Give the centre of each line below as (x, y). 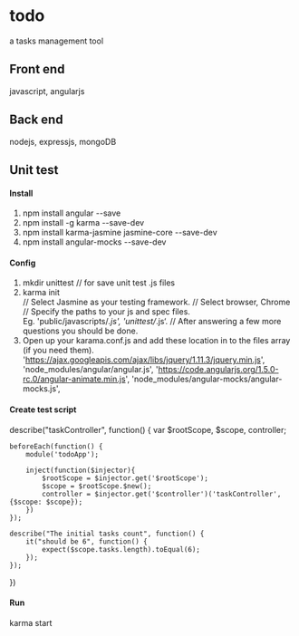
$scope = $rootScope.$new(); (97, 486)
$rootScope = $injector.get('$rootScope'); (125, 478)
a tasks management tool (57, 41)
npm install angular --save (72, 213)
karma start (31, 622)
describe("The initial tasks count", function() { (107, 534)
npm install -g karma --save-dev (83, 223)
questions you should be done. (80, 331)
